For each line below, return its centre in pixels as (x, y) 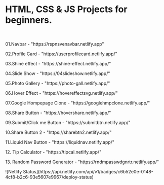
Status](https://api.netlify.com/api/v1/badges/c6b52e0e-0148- (88, 171)
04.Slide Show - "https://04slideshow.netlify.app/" (58, 73)
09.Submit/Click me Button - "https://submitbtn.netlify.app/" (68, 122)
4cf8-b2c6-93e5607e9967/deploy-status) (49, 177)
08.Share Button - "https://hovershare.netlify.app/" (58, 113)
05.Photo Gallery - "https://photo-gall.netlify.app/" (58, 83)
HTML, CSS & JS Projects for (66, 9)
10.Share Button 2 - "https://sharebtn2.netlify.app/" (58, 132)
